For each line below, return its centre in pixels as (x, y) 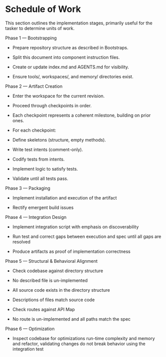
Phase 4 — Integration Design (36, 217)
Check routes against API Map (43, 309)
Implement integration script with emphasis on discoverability (76, 227)
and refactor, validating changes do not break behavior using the (79, 344)
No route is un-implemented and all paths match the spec (72, 319)
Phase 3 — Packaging (28, 188)
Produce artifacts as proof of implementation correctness (71, 251)
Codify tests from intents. (38, 159)
